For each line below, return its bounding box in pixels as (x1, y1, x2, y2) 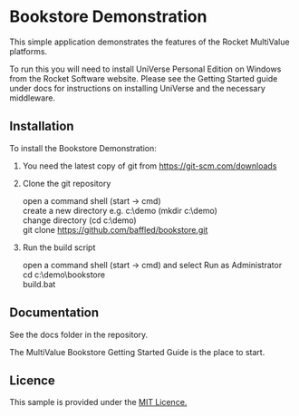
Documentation (9, 305, 100, 321)
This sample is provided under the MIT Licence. (9, 397, 188, 408)
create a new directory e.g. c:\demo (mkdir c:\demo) (22, 205, 217, 216)
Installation (9, 119, 74, 134)
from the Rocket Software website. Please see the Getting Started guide (9, 73, 278, 83)
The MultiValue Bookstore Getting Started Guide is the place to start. (9, 346, 265, 357)
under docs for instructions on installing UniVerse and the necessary (9, 82, 265, 93)
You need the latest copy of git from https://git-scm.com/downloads (22, 160, 277, 171)
